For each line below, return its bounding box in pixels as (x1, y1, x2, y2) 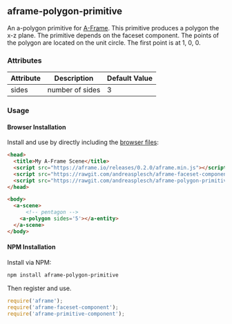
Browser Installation (7, 123, 66, 131)
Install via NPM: (7, 258, 52, 266)
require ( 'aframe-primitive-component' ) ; (7, 310, 126, 317)
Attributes (7, 55, 42, 65)
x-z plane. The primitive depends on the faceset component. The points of (7, 31, 220, 39)
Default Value (106, 74, 153, 83)
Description (54, 74, 94, 83)
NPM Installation (7, 243, 56, 251)
